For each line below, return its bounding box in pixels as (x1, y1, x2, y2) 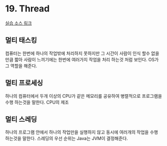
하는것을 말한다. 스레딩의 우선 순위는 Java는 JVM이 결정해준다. (5, 136, 128, 142)
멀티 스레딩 (5, 115, 37, 124)
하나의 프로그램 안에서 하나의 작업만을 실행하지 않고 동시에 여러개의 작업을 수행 (5, 129, 159, 135)
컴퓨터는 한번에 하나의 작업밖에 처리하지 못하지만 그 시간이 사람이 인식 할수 (5, 50, 151, 56)
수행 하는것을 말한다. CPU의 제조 (5, 99, 69, 105)
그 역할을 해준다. (5, 63, 37, 69)
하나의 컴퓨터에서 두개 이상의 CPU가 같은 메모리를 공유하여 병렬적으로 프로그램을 (5, 93, 162, 99)
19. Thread (5, 3, 50, 14)
